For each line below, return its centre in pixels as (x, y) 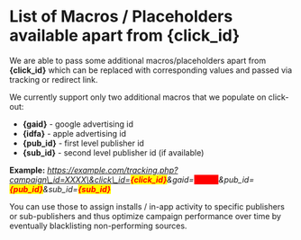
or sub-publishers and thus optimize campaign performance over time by (146, 216)
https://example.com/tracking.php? (113, 170)
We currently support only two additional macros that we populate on (138, 97)
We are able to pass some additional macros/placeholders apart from (138, 60)
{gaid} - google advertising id (78, 124)
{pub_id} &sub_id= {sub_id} (60, 189)
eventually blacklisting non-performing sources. (98, 226)
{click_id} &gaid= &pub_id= (192, 179)
